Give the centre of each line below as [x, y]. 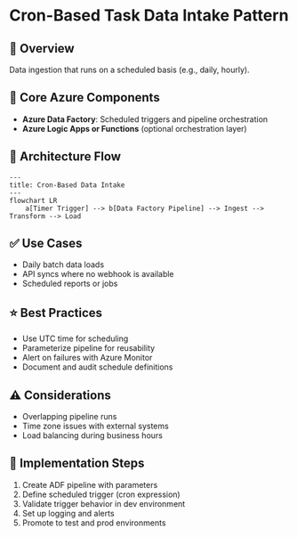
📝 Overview [42, 49]
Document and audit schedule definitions [97, 367]
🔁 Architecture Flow [65, 157]
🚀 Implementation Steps [77, 464]
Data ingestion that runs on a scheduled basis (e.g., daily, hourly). [130, 69]
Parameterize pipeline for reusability [88, 348]
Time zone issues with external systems [95, 426]
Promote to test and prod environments [94, 523]
